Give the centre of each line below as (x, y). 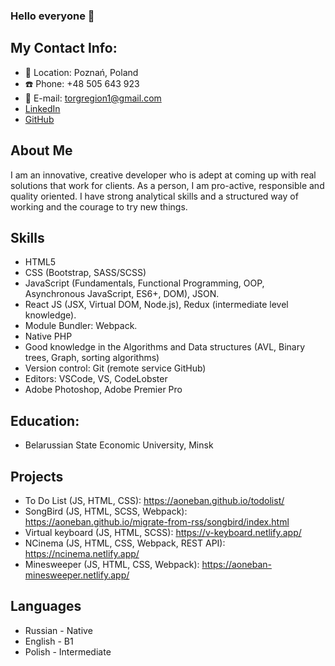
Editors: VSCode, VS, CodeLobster (96, 379)
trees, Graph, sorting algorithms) (92, 358)
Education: (45, 420)
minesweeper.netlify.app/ (77, 575)
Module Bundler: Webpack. (81, 326)
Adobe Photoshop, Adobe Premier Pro (103, 390)
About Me (41, 150)
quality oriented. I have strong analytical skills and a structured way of (154, 196)
